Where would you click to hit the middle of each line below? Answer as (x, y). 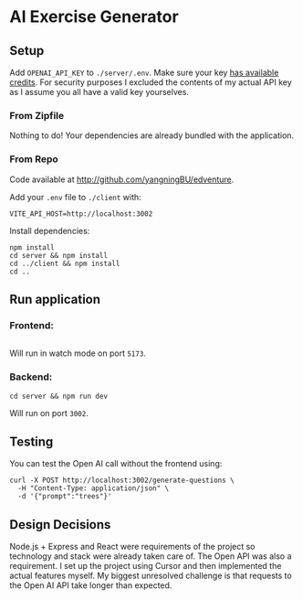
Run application (55, 299)
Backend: (31, 377)
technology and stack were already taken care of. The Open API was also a (151, 556)
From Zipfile (37, 115)
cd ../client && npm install (65, 263)
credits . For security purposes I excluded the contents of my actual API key (151, 82)
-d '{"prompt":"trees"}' (65, 497)
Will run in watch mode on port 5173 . (78, 353)
